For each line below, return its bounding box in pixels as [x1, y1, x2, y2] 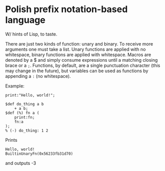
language [5, 14, 46, 26]
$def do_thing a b [5, 101, 44, 107]
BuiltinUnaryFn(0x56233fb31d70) [5, 151, 73, 156]
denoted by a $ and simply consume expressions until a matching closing [5, 57, 158, 63]
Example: [5, 82, 25, 89]
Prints [5, 137, 18, 143]
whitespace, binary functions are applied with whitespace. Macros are [5, 52, 151, 58]
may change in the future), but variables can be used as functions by [5, 67, 149, 74]
